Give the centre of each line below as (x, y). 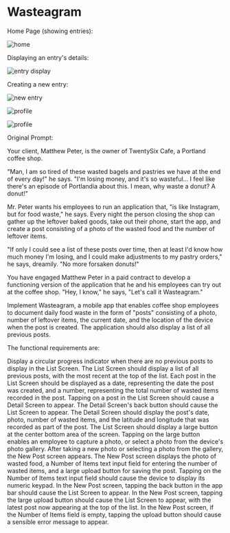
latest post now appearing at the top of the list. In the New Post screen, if (111, 507)
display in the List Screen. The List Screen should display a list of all (103, 368)
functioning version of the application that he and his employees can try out (114, 284)
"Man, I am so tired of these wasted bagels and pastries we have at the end (114, 171)
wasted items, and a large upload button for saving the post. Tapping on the (114, 470)
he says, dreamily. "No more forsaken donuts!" (73, 264)
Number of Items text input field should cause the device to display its (106, 478)
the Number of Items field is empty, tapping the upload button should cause (114, 514)
